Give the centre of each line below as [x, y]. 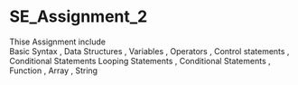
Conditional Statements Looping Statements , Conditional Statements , [140, 61]
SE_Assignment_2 [79, 17]
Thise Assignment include [58, 42]
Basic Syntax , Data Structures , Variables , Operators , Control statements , [149, 51]
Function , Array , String [53, 71]
